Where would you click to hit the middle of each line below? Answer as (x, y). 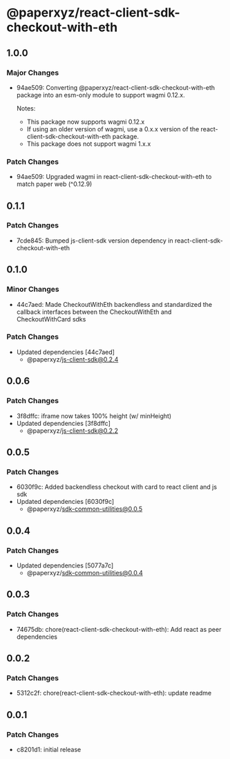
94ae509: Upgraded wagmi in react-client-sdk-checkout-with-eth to (114, 177)
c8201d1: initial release (49, 749)
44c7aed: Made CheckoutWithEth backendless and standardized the (114, 304)
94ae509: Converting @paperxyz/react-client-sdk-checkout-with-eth (116, 87)
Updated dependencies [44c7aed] (66, 352)
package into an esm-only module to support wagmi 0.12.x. (101, 95)
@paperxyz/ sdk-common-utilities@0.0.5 (85, 509)
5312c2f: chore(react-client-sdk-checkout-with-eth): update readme (114, 693)
